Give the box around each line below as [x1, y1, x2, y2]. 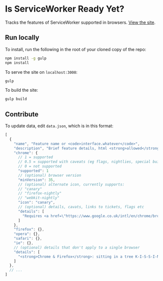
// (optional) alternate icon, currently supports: [17, 182, 125, 187]
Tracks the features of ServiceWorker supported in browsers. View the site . [5, 19, 156, 25]
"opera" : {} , [14, 231, 40, 236]
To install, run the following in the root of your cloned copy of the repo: [5, 46, 147, 52]
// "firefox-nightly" [17, 191, 62, 196]
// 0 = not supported [17, 164, 62, 169]
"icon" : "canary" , [17, 200, 55, 205]
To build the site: [5, 87, 38, 93]
